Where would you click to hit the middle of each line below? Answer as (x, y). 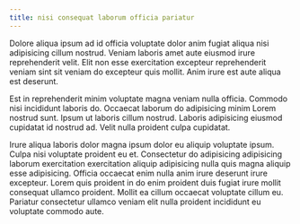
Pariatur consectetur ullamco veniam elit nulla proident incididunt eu (136, 202)
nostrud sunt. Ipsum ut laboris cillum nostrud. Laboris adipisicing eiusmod (146, 117)
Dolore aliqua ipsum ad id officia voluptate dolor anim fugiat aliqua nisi (139, 43)
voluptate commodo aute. (57, 211)
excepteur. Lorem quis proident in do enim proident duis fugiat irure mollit (145, 182)
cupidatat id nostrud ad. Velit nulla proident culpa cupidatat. (120, 127)
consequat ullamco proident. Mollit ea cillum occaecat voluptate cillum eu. (146, 192)
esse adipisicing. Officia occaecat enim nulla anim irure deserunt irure (138, 173)
